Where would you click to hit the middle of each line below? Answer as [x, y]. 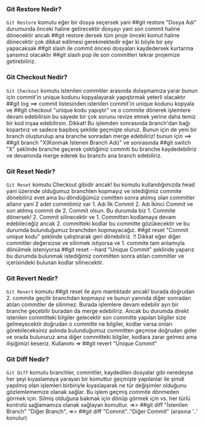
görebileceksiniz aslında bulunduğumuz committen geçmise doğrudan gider [102, 330]
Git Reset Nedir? [31, 171]
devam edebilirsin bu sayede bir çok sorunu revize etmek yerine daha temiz [101, 116]
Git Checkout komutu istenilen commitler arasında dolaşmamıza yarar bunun [102, 90]
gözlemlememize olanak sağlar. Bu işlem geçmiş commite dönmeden [93, 392]
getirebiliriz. [21, 61]
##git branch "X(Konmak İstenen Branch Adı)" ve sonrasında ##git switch [99, 142]
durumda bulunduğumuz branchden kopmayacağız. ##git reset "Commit [97, 230]
